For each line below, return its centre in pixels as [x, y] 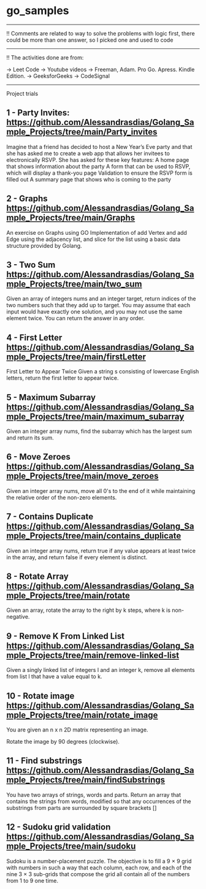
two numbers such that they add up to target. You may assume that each [98, 305]
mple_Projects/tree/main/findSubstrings [86, 780]
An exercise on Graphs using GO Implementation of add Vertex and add [97, 232]
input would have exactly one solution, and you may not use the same [94, 312]
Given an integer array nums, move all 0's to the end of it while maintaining [101, 490]
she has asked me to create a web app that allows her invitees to [88, 153]
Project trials [22, 93]
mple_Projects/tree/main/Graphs [71, 218]
